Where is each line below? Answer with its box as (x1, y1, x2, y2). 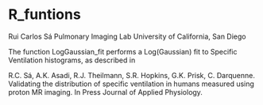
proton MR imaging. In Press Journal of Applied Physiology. (8, 87, 203, 96)
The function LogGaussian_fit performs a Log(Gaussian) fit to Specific (8, 47, 238, 56)
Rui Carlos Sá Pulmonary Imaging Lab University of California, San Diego (8, 32, 246, 41)
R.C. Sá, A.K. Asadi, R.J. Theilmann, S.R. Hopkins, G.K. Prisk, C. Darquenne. (8, 70, 256, 80)
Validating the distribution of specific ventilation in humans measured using (8, 79, 254, 88)
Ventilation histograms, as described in (8, 55, 136, 65)
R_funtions (8, 6, 81, 24)
